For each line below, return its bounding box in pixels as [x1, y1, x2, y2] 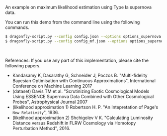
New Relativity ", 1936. [12, 109, 59, 115]
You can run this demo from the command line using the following [5, 19, 140, 25]
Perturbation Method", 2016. [12, 125, 71, 131]
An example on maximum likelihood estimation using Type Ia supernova [5, 4, 152, 10]
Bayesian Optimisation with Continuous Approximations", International [12, 77, 156, 84]
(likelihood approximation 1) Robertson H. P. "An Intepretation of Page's [12, 104, 159, 110]
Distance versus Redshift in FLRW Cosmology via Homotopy [12, 120, 136, 126]
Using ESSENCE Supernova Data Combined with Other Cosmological [12, 93, 154, 99]
